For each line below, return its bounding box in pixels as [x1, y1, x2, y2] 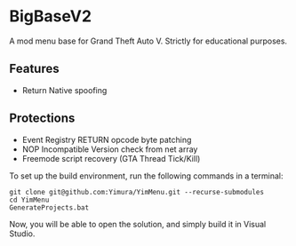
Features [9, 61, 60, 76]
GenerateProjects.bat [9, 202, 90, 212]
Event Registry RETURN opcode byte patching [21, 134, 192, 145]
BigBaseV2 [9, 6, 92, 27]
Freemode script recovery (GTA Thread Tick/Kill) [21, 153, 201, 163]
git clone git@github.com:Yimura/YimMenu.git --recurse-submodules [9, 187, 265, 196]
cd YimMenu [9, 195, 50, 204]
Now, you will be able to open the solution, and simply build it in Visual [9, 218, 267, 229]
